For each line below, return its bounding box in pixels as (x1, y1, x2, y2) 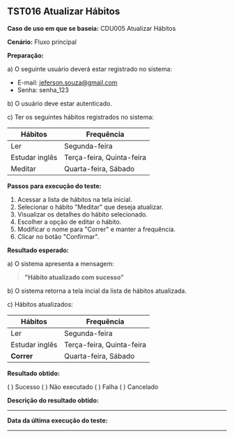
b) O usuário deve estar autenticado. (7, 99, 113, 108)
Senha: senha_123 (17, 85, 70, 94)
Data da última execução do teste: (7, 416, 108, 425)
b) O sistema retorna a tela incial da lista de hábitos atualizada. (7, 286, 187, 295)
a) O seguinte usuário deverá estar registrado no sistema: (7, 64, 173, 73)
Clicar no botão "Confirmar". (17, 232, 100, 240)
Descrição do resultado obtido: (7, 396, 99, 404)
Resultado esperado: (7, 246, 70, 254)
